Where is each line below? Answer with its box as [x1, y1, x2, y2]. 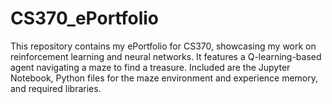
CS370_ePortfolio [10, 7, 160, 30]
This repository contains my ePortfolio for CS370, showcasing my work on [10, 40, 317, 52]
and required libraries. [10, 82, 102, 94]
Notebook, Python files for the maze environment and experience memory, [10, 72, 319, 84]
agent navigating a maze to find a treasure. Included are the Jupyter [10, 61, 291, 73]
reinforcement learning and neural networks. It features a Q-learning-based [10, 50, 322, 62]
